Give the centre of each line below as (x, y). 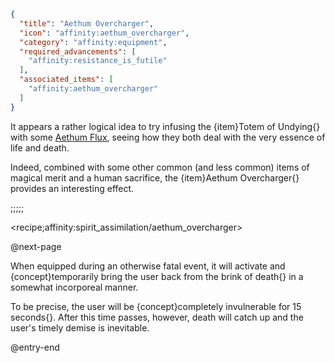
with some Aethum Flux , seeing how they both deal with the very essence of (168, 137)
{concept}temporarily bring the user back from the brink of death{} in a (157, 276)
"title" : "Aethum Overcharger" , (87, 23)
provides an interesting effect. (72, 188)
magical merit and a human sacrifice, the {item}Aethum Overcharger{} (155, 177)
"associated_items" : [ (66, 80)
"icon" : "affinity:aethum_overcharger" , (104, 33)
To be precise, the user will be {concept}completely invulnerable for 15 (156, 306)
